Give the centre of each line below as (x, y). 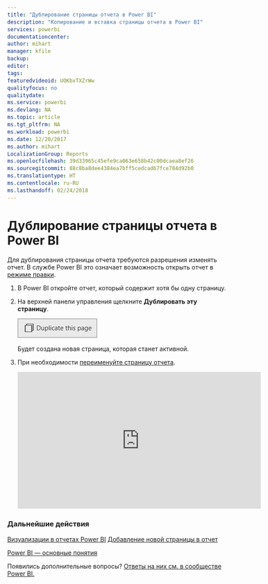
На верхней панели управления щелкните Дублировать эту (107, 301)
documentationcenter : (39, 37)
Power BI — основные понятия (52, 553)
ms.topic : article (34, 117)
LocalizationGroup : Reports (48, 154)
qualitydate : (26, 95)
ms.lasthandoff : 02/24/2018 (48, 190)
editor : (18, 66)
